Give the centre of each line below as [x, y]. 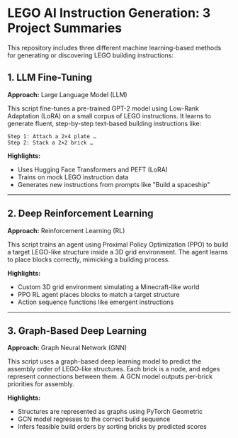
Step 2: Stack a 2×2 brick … [50, 142]
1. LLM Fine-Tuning [50, 78]
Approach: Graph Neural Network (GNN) [67, 348]
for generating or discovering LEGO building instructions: [90, 55]
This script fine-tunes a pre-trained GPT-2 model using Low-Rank [103, 108]
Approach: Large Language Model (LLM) [67, 94]
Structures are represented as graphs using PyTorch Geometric [110, 412]
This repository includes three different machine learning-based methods [114, 47]
